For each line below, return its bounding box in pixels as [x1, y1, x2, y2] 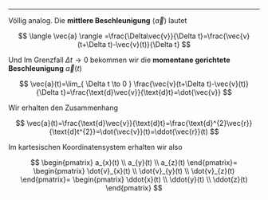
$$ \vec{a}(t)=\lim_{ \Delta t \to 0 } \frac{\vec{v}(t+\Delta [19, 79, 205, 88]
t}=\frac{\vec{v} [198, 31, 250, 41]
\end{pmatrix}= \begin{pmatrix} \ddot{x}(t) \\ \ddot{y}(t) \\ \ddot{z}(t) [19, 175, 248, 184]
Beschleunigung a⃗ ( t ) [8, 64, 82, 73]
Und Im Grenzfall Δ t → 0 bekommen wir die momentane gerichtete [8, 55, 231, 65]
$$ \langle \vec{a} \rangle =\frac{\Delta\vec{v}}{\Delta [18, 31, 197, 41]
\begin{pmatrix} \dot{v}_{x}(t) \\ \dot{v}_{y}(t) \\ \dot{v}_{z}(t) [33, 167, 235, 175]
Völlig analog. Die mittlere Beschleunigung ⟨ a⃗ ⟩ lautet [8, 16, 187, 25]
